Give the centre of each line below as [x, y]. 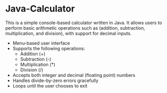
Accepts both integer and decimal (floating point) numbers [74, 75]
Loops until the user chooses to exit [50, 85]
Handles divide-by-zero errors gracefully [56, 80]
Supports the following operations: [49, 48]
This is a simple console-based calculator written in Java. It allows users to [84, 23]
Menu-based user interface [41, 43]
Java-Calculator [40, 9]
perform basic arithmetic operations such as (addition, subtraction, [75, 28]
